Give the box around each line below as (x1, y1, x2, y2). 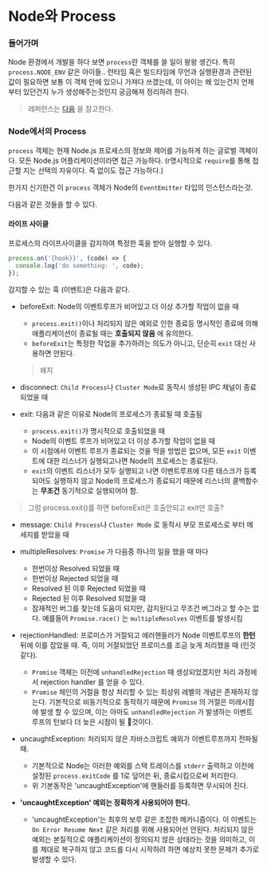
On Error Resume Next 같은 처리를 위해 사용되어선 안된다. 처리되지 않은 (31, 824, 254, 834)
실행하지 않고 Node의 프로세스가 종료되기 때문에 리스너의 (53, 476, 231, 485)
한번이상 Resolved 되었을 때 (31, 563, 120, 573)
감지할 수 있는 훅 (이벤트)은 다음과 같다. (8, 284, 130, 294)
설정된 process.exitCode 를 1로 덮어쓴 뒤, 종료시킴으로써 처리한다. (31, 771, 239, 780)
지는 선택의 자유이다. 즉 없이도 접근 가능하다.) (22, 165, 164, 175)
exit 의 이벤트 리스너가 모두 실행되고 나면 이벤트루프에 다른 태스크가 (31, 465, 242, 475)
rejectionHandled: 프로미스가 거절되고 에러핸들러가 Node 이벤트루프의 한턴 (19, 630, 256, 640)
